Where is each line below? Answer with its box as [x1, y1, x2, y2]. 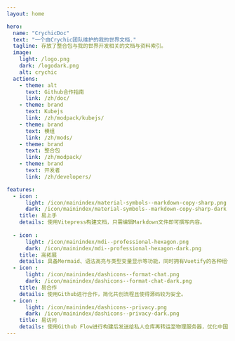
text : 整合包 [25, 147, 60, 155]
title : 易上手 [19, 212, 58, 219]
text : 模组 [25, 127, 55, 134]
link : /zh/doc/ [25, 95, 70, 102]
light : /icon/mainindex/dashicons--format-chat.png [25, 271, 180, 278]
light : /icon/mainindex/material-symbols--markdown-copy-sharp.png [25, 199, 227, 206]
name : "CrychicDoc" [13, 30, 70, 37]
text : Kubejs [25, 108, 64, 115]
